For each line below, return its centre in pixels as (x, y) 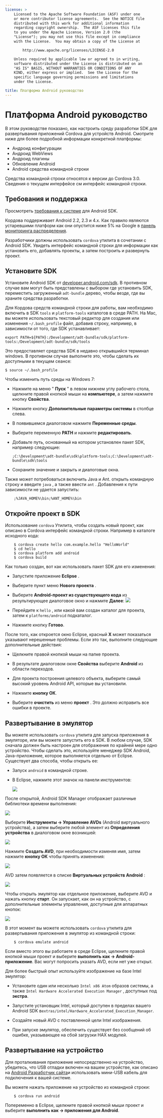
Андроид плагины (31, 158)
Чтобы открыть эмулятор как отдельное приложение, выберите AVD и (79, 894)
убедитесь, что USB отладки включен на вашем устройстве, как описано (81, 1067)
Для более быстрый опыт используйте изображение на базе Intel (73, 971)
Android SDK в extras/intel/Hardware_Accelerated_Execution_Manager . (83, 1010)
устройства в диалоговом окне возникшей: (51, 833)
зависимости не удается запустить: (42, 490)
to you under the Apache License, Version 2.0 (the (67, 32)
